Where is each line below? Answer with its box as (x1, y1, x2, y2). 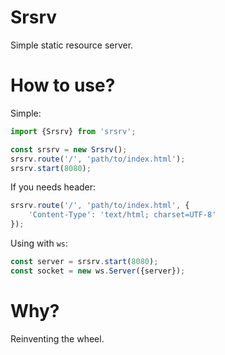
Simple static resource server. (10, 39, 134, 51)
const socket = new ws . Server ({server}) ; (10, 266, 186, 276)
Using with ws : (10, 237, 69, 249)
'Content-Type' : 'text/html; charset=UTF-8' (28, 210, 217, 220)
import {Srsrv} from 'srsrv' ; (10, 126, 137, 136)
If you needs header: (10, 181, 97, 193)
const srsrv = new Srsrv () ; (10, 144, 128, 155)
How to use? (10, 74, 116, 97)
